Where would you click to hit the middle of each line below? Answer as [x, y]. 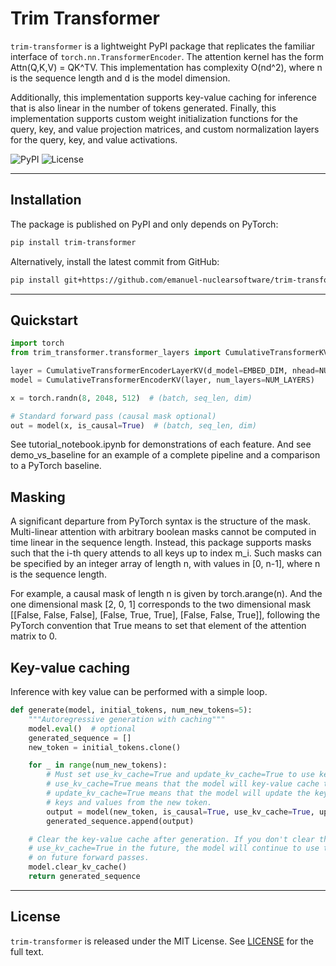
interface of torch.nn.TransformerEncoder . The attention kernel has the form [167, 56]
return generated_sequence [84, 877]
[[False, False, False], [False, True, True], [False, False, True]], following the [165, 615]
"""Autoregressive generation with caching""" [127, 719]
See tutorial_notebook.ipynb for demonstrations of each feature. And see [161, 444]
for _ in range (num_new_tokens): [98, 765]
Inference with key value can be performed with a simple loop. [139, 692]
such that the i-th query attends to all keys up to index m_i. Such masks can [166, 553]
